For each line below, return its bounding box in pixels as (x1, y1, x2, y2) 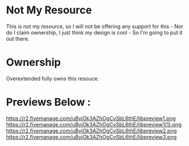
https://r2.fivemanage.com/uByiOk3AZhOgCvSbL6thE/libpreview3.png (6, 133, 177, 140)
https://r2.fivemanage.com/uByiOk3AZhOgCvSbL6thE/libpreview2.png (6, 127, 177, 134)
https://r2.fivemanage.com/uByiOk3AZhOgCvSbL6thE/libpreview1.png (6, 114, 176, 121)
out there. (6, 35, 30, 42)
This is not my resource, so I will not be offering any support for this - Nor (6, 23, 184, 30)
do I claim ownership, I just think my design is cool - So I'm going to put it (6, 29, 183, 36)
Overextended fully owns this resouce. (6, 75, 99, 82)
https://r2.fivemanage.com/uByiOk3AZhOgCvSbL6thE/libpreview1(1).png (6, 121, 182, 128)
